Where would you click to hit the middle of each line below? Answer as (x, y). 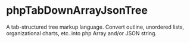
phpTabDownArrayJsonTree (77, 10)
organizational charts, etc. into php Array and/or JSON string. (81, 33)
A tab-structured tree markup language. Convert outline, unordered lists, (95, 27)
